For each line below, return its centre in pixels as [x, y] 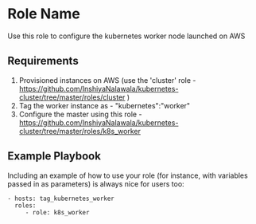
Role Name [44, 14]
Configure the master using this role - [80, 114]
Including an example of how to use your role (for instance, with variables [128, 175]
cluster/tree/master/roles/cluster [72, 97]
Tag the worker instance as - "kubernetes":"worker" [105, 105]
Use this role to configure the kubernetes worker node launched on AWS [126, 36]
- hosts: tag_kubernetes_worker [61, 198]
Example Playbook [54, 156]
